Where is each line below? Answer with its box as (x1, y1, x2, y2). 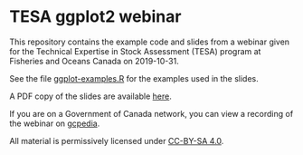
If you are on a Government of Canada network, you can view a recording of (9, 108, 294, 119)
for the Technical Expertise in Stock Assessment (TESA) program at (9, 45, 261, 56)
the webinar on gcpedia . (9, 118, 100, 129)
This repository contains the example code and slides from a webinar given (9, 36, 290, 47)
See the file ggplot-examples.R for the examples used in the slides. (9, 73, 260, 83)
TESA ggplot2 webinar (9, 6, 182, 27)
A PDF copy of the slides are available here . (9, 91, 172, 102)
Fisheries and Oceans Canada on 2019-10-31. (9, 55, 179, 66)
